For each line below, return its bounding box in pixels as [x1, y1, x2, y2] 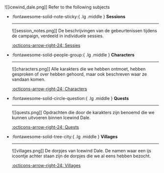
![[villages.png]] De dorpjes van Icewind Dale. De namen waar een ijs [11, 148, 151, 153]
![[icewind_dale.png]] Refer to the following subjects [4, 4, 110, 10]
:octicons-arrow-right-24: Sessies [11, 43, 81, 48]
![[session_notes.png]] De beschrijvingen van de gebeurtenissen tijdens [11, 28, 157, 33]
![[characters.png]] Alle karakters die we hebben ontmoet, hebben [11, 66, 146, 72]
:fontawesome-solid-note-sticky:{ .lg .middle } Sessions [11, 14, 126, 19]
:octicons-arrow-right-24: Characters [11, 86, 88, 92]
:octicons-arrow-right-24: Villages [11, 163, 81, 168]
